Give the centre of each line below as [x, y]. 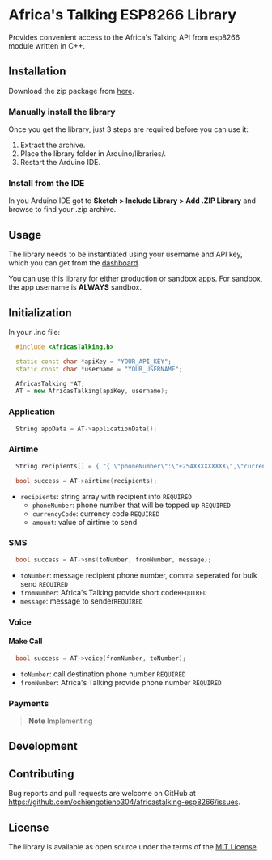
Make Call [25, 642]
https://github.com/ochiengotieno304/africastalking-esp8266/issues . [125, 802]
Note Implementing [60, 721]
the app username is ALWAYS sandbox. [75, 287]
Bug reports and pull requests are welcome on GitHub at [102, 794]
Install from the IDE [47, 183]
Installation [37, 72]
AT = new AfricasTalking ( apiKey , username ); [92, 391]
